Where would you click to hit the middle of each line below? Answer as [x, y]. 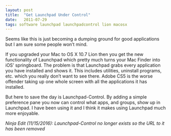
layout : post [19, 10]
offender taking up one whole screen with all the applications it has [76, 82]
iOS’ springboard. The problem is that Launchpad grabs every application [83, 65]
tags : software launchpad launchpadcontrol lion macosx [66, 24]
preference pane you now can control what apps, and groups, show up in [83, 103]
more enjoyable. [22, 113]
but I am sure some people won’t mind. [46, 45]
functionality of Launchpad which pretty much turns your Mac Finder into [83, 60]
